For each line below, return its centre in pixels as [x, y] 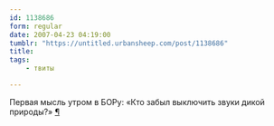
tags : [19, 60]
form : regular [36, 26]
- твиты [40, 69]
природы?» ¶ [35, 111]
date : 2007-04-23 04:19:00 [60, 34]
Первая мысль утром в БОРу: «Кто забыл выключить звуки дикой [137, 102]
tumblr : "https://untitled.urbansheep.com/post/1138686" [119, 43]
